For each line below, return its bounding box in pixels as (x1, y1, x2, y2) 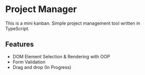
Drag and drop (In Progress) (12, 64, 71, 70)
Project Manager (5, 4, 77, 15)
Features (5, 40, 34, 49)
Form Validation (12, 59, 46, 65)
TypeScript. (5, 25, 29, 31)
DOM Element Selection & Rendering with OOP (12, 53, 111, 59)
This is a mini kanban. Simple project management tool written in (5, 20, 140, 26)
